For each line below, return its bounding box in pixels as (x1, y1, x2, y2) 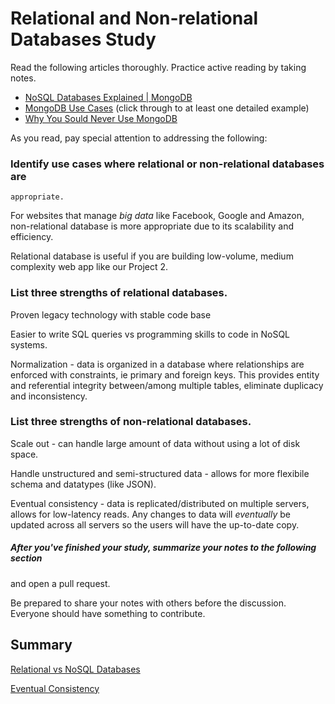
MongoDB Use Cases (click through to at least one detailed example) (24, 102, 310, 114)
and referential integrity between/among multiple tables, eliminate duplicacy (10, 379, 324, 391)
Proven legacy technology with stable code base (10, 308, 212, 321)
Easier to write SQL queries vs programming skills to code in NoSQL (10, 328, 291, 340)
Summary (10, 637, 73, 654)
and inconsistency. (10, 390, 88, 402)
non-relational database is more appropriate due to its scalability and (10, 220, 295, 232)
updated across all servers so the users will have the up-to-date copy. (10, 518, 300, 531)
